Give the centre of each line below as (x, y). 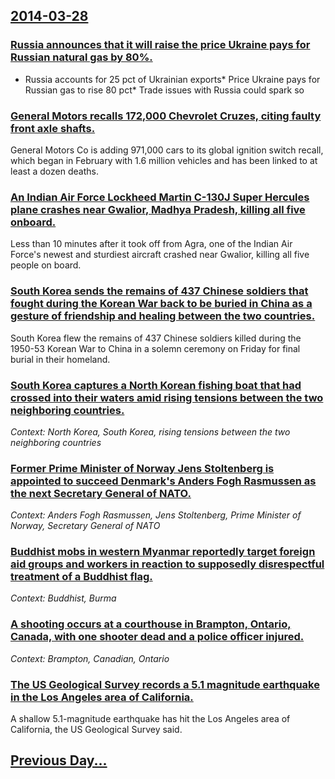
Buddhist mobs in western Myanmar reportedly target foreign (163, 552)
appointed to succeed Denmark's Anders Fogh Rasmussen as (163, 481)
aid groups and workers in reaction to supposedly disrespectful (167, 564)
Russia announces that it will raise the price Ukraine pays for (160, 45)
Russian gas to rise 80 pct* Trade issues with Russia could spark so (164, 90)
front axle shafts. (53, 128)
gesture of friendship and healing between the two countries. (163, 316)
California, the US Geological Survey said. (96, 730)
